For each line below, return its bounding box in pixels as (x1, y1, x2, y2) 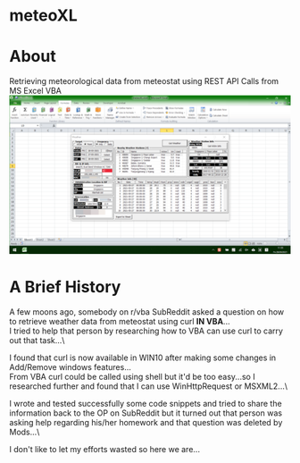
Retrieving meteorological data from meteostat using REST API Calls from (9, 76, 279, 87)
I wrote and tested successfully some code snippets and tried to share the (9, 398, 283, 408)
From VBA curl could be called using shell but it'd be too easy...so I (9, 371, 256, 382)
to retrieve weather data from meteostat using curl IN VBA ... (9, 316, 230, 326)
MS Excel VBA (9, 86, 62, 97)
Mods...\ (9, 426, 40, 437)
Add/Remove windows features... (9, 361, 131, 372)
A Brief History (9, 276, 121, 297)
